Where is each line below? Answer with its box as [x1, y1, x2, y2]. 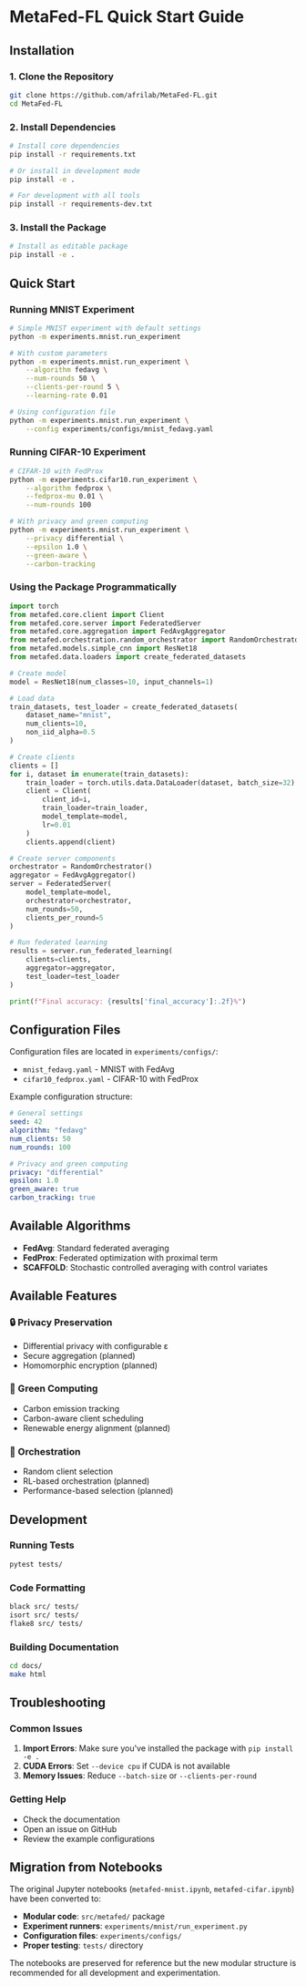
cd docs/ [9, 1661, 43, 1670]
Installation [9, 43, 75, 58]
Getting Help [9, 1793, 66, 1806]
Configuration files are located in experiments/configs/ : [9, 1046, 219, 1057]
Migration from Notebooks [9, 1859, 163, 1875]
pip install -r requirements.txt [9, 149, 137, 159]
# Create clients [9, 752, 76, 762]
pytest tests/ [9, 1560, 64, 1569]
